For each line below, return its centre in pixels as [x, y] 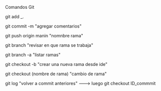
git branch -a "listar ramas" [33, 55]
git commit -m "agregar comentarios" [43, 26]
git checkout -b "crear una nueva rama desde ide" [56, 64]
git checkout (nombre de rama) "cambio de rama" [56, 74]
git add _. [14, 16]
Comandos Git [20, 7]
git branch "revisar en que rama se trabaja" [49, 45]
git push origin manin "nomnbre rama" [44, 36]
